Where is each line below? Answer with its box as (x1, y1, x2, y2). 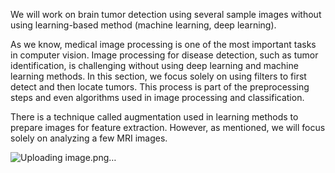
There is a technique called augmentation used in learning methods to (10, 111, 299, 123)
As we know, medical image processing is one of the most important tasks (10, 39, 317, 50)
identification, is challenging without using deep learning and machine (10, 60, 299, 71)
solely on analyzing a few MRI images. (10, 132, 168, 144)
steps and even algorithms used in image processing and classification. (10, 92, 305, 103)
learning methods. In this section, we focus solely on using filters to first (10, 70, 307, 82)
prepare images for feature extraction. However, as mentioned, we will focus (10, 122, 326, 133)
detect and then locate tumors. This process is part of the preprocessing (10, 81, 310, 93)
